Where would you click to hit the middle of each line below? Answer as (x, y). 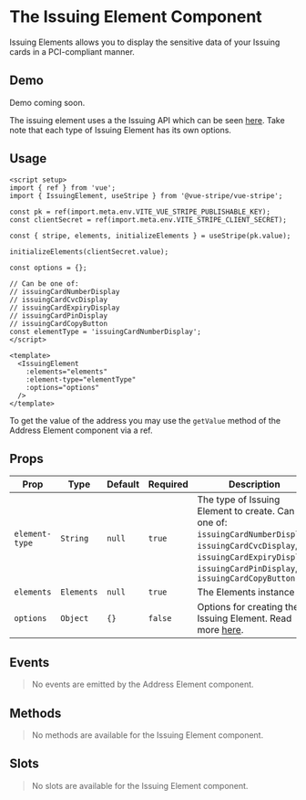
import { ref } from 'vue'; (63, 188)
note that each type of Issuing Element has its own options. (121, 130)
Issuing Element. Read (245, 618)
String (75, 539)
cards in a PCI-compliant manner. (72, 51)
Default (122, 484)
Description (254, 484)
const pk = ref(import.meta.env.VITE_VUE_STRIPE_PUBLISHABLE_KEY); (140, 212)
